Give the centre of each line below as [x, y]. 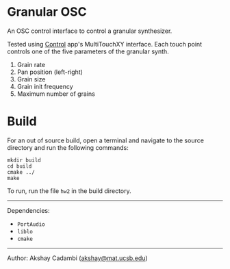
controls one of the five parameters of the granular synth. [88, 51]
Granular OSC [47, 12]
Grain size [31, 79]
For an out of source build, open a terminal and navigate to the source [105, 140]
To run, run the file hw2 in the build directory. [69, 191]
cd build [20, 166]
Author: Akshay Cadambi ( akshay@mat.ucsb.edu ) [78, 258]
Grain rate [31, 64]
